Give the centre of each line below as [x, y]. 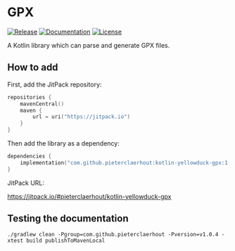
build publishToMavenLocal [65, 241]
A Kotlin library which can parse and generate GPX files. [89, 45]
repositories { [30, 97]
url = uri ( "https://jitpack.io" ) [82, 117]
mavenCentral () [42, 104]
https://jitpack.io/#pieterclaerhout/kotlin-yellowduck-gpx [89, 196]
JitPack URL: [26, 183]
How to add [33, 67]
